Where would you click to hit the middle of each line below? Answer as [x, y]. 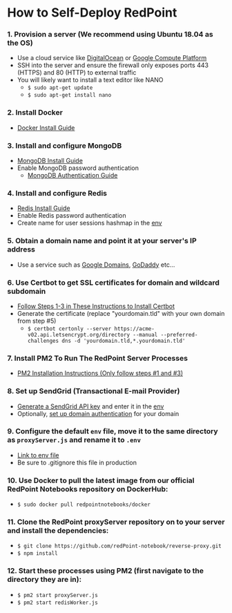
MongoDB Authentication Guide [72, 176]
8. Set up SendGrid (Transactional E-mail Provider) [94, 391]
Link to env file [38, 455]
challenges [43, 341]
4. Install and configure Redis [57, 193]
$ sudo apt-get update [60, 88]
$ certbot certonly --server [69, 329]
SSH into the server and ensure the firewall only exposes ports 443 [113, 65]
